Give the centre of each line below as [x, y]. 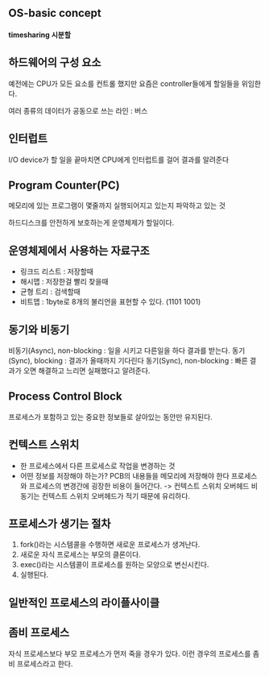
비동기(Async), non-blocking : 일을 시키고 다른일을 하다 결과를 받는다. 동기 [127, 350]
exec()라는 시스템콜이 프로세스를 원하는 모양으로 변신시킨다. [114, 565]
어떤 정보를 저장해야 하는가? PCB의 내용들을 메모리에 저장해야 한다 [124, 475]
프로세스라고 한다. [45, 663]
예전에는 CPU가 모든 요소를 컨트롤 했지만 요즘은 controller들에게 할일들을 [124, 83]
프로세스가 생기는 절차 [60, 524]
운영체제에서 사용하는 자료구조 [79, 250]
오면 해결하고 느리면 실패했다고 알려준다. [87, 371]
